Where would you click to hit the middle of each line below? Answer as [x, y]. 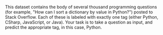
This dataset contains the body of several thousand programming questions [81, 7]
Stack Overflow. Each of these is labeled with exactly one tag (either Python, [82, 17]
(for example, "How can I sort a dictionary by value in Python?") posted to [79, 12]
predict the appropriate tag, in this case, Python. [54, 27]
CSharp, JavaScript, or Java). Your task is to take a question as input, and [79, 22]
